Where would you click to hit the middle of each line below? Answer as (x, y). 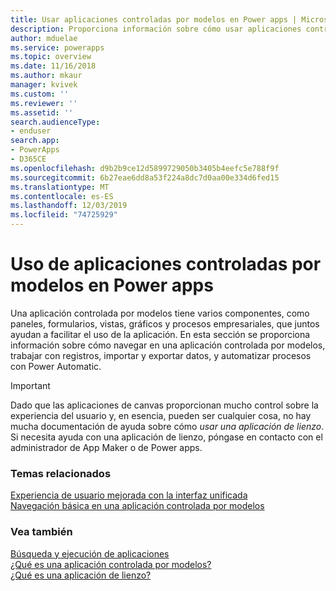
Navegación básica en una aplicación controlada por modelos (137, 506)
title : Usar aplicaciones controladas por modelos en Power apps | (154, 19)
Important (30, 385)
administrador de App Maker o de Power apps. (106, 447)
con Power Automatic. (56, 366)
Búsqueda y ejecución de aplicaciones (90, 553)
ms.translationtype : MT (60, 187)
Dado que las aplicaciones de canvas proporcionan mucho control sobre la (164, 405)
